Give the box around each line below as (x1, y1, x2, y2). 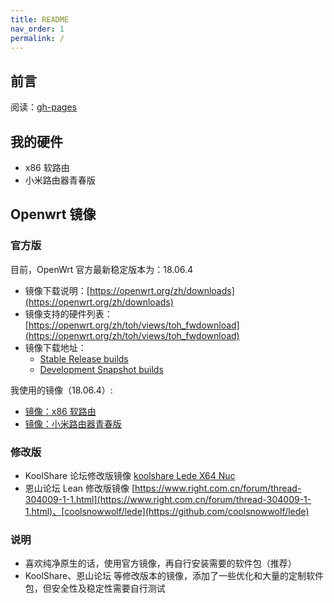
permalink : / (10, 33, 65, 43)
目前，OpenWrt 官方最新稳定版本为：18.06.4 (10, 263, 194, 275)
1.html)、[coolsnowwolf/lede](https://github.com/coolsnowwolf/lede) (24, 505, 310, 517)
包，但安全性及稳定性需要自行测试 (24, 582, 166, 595)
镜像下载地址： (24, 341, 87, 353)
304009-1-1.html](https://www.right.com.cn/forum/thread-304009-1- (24, 493, 312, 505)
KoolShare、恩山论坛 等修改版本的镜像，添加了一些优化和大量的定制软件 (24, 570, 325, 582)
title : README (10, 14, 70, 25)
